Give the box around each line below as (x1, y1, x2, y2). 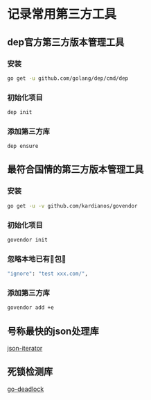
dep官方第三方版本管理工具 (7, 36, 125, 48)
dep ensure (7, 143, 39, 150)
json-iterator (7, 344, 43, 352)
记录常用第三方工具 (7, 6, 117, 22)
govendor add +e (7, 304, 54, 311)
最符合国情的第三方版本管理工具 (7, 164, 144, 176)
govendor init (7, 236, 48, 243)
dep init (7, 109, 33, 116)
